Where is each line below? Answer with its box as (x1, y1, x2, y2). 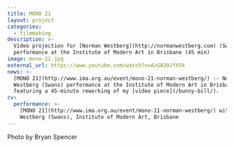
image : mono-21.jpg (7, 56, 64, 63)
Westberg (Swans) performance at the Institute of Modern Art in (13, 81, 208, 88)
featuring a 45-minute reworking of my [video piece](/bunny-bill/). (13, 88, 219, 94)
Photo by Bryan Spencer (7, 133, 78, 141)
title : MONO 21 (7, 10, 52, 17)
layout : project (7, 17, 54, 24)
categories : (7, 23, 42, 30)
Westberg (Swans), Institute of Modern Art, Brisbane (19, 113, 179, 120)
